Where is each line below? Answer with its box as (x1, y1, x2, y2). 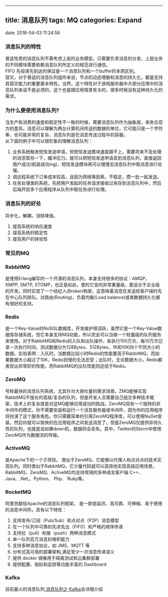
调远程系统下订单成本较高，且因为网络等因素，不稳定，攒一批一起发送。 (12, 174, 161, 180)
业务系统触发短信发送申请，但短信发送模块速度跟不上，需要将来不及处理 (12, 149, 161, 155)
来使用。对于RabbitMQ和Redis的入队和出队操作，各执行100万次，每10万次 (5, 338, 158, 344)
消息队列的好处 (5, 200, 41, 207)
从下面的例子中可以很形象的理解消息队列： (5, 138, 93, 144)
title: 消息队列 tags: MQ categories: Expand (5, 16, 142, 25)
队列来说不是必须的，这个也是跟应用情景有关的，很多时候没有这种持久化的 (9, 87, 163, 93)
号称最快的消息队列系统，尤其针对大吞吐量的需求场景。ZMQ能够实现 (5, 388, 147, 394)
